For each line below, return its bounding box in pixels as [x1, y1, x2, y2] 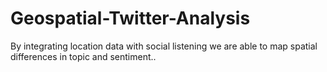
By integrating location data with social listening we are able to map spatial [10, 40, 318, 52]
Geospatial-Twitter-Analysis [10, 7, 251, 30]
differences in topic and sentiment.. [10, 50, 157, 62]
